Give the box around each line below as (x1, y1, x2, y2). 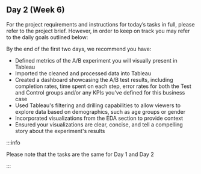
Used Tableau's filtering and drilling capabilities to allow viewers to (14, 102, 181, 109)
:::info (6, 138, 20, 146)
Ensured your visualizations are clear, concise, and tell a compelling (14, 120, 184, 128)
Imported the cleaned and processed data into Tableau (14, 69, 152, 77)
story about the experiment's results (14, 127, 105, 134)
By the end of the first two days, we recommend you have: (6, 45, 152, 52)
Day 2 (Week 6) (6, 5, 65, 15)
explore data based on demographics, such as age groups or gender (14, 108, 186, 115)
